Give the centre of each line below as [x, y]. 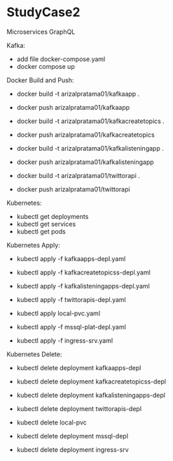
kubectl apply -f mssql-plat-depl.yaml [71, 327]
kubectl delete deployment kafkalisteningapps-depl [91, 395]
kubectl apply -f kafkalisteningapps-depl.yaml [83, 286]
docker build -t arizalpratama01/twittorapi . [78, 175]
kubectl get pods [41, 231]
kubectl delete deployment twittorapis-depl [79, 408]
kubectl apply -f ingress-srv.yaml [65, 340]
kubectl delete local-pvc [51, 422]
